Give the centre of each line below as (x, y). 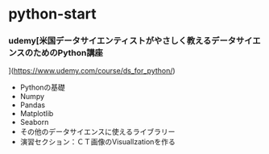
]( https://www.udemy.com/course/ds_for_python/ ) (92, 71)
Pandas (33, 105)
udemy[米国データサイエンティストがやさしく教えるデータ (122, 41)
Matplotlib (37, 114)
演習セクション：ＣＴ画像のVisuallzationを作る (97, 142)
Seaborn (34, 123)
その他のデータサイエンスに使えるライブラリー (97, 132)
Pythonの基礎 (43, 87)
